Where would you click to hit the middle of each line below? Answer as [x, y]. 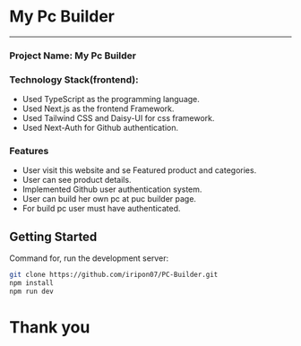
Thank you [50, 328]
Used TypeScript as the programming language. [111, 99]
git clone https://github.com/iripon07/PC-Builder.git [114, 275]
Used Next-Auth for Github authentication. [100, 128]
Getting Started [53, 236]
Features [29, 151]
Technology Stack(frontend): [74, 80]
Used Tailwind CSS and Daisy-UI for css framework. [118, 118]
